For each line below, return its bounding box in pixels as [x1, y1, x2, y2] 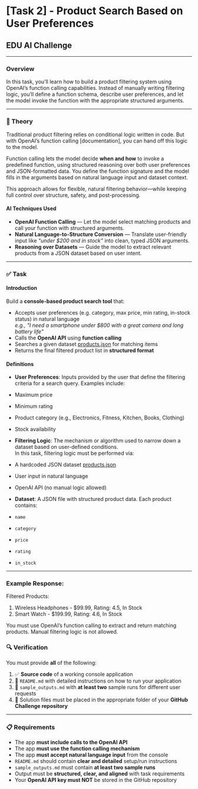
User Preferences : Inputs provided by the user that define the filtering [14, 374, 186, 381]
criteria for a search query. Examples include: [14, 380, 126, 387]
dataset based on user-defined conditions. [14, 444, 118, 451]
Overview [6, 64, 35, 73]
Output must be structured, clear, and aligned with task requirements [14, 770, 185, 777]
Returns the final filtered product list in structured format [14, 347, 154, 354]
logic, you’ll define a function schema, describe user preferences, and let [6, 90, 184, 98]
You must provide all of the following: [6, 659, 97, 666]
